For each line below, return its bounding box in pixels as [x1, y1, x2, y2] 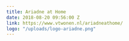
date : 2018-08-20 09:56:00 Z [6, 14, 80, 20]
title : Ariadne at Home [6, 8, 67, 15]
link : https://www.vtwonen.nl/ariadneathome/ [6, 20, 123, 26]
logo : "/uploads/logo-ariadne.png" [6, 25, 96, 32]
